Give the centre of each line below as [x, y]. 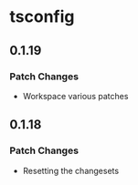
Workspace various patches [75, 96]
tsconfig [42, 17]
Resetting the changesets [71, 170]
